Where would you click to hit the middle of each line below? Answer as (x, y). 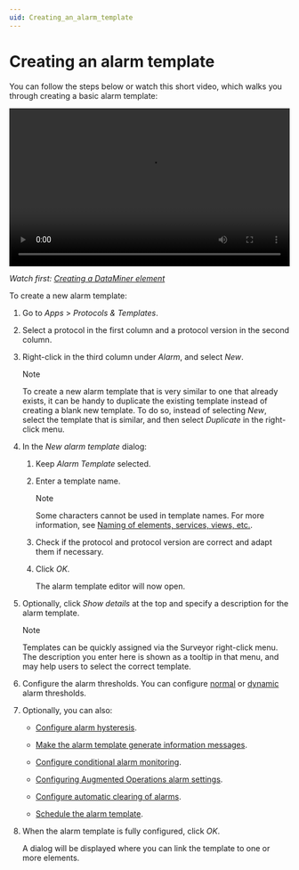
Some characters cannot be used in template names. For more (150, 516)
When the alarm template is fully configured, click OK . (121, 831)
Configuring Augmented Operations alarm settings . (129, 779)
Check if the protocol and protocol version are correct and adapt (154, 542)
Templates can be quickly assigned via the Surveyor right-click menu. (150, 647)
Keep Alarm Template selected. (93, 464)
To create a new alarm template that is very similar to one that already (150, 392)
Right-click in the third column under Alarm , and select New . (133, 357)
